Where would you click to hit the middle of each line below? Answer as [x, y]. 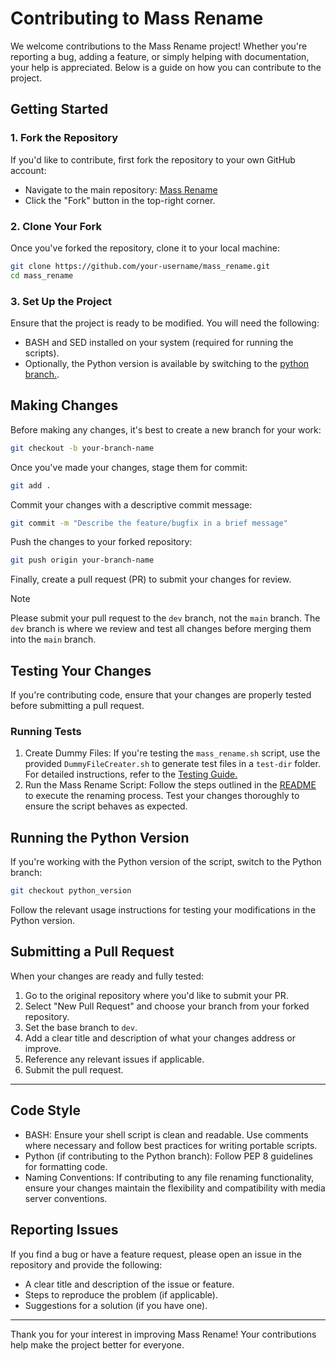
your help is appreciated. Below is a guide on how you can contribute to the [166, 67]
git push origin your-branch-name [82, 560]
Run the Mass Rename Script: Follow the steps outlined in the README [170, 785]
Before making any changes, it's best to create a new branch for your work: [166, 429]
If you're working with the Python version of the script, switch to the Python [166, 862]
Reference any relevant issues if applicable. [114, 1059]
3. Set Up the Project [61, 301]
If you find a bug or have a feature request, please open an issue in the [156, 1254]
